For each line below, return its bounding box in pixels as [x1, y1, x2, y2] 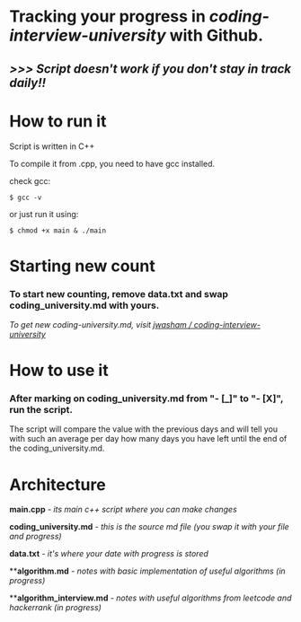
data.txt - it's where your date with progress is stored [9, 548, 209, 559]
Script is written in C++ [9, 141, 95, 152]
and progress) [9, 531, 62, 542]
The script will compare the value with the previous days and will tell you [9, 424, 279, 434]
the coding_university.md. [9, 442, 105, 454]
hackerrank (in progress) [9, 602, 102, 613]
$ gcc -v [9, 193, 42, 202]
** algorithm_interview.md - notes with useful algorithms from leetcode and [9, 592, 292, 603]
